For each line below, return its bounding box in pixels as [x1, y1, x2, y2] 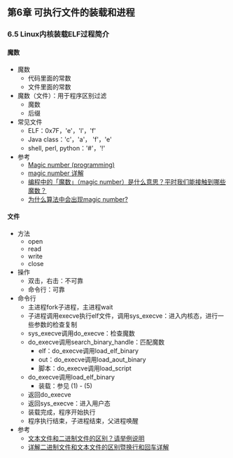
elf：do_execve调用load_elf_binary [38, 346, 139, 355]
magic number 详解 [27, 169, 84, 177]
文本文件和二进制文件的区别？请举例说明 [27, 433, 145, 443]
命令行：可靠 [27, 285, 65, 293]
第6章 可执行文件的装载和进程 [7, 6, 135, 19]
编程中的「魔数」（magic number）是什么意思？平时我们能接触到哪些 [27, 177, 226, 186]
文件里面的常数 [27, 83, 71, 91]
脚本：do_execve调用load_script [38, 363, 132, 373]
